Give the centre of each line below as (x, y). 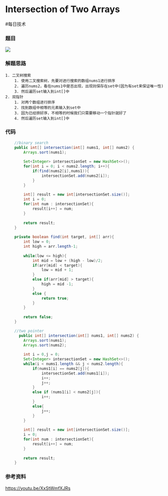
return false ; (38, 317)
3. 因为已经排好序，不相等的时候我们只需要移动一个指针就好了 (71, 113)
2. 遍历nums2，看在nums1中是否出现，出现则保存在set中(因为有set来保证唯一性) (89, 86)
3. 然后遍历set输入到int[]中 (42, 91)
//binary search (32, 143)
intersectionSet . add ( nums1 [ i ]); (75, 373)
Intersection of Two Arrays (63, 9)
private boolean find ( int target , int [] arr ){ (64, 237)
